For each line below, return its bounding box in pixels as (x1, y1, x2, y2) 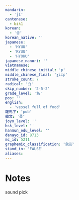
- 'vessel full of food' (9, 105, 61, 110)
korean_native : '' (5, 35, 43, 40)
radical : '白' (5, 81, 34, 86)
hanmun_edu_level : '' (5, 128, 50, 133)
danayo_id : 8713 (5, 133, 39, 138)
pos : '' (5, 95, 21, 100)
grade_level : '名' (5, 91, 43, 96)
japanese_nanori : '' (5, 58, 48, 63)
